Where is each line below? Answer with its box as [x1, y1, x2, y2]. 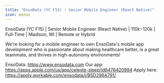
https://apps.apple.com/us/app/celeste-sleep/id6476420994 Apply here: [5, 66, 158, 73]
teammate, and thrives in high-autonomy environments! [5, 51, 121, 58]
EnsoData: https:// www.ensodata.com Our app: [5, 61, 103, 67]
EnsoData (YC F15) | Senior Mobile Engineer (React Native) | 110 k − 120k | [5, 26, 155, 32]
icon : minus [5, 12, 30, 17]
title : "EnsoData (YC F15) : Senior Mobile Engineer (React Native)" [5, 7, 155, 13]
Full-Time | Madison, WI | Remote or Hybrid [5, 31, 95, 37]
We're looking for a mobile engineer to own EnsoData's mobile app [5, 41, 144, 47]
